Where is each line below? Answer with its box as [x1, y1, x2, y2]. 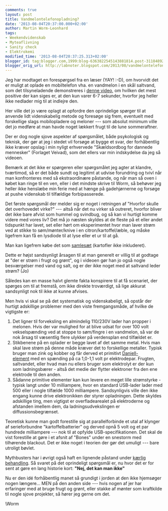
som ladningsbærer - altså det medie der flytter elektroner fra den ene [12, 366, 157, 372]
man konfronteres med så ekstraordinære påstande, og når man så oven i [5, 175, 156, 181]
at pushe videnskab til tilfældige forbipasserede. [5, 191, 105, 197]
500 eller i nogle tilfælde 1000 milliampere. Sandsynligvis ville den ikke [12, 387, 158, 393]
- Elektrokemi [5, 49, 35, 54]
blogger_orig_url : [5, 63, 43, 68]
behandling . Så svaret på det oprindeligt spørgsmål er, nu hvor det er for [5, 460, 154, 466]
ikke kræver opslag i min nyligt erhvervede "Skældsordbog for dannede [5, 144, 153, 150]
